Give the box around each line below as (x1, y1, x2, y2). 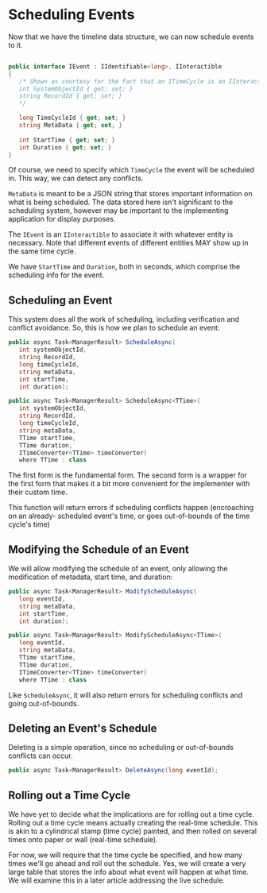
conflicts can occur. (8, 751, 73, 760)
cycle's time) (8, 520, 50, 529)
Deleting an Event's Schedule (8, 721, 157, 735)
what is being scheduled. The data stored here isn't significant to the (8, 197, 234, 207)
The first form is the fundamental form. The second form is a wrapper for (8, 470, 248, 480)
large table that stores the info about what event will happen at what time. (8, 868, 249, 877)
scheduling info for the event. (8, 270, 105, 280)
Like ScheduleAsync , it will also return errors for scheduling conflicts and (8, 690, 243, 700)
